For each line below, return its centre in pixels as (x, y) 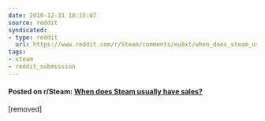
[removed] (25, 109)
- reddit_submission (42, 67)
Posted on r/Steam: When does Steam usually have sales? (106, 92)
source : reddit (33, 23)
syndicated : (28, 30)
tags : (17, 52)
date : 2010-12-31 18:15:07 (52, 15)
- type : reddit (33, 37)
